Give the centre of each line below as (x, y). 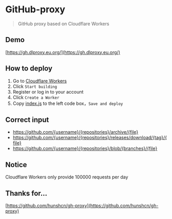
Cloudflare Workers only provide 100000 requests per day (67, 177)
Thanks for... (26, 193)
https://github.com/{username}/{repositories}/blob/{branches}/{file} (85, 149)
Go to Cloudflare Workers (40, 81)
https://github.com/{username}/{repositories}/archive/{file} (75, 132)
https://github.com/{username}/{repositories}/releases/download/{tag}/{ (90, 138)
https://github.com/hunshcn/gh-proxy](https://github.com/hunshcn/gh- (83, 206)
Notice (16, 165)
